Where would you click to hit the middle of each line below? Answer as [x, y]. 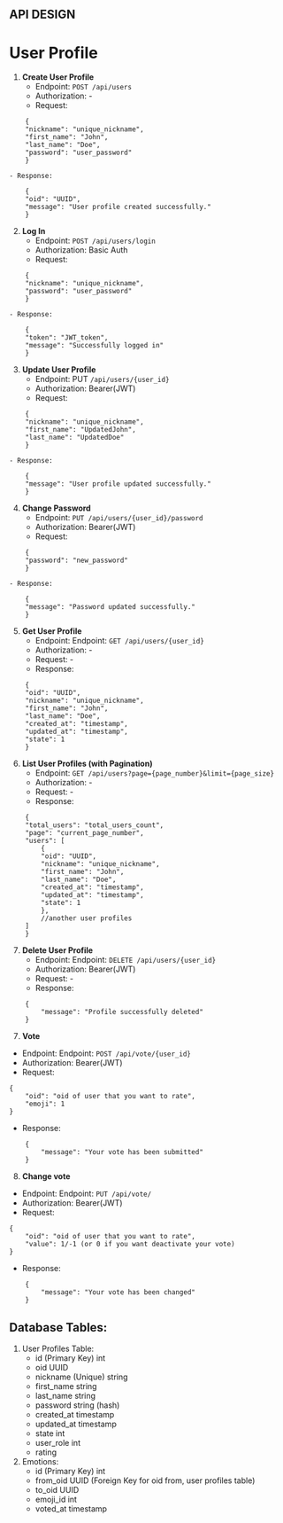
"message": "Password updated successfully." [111, 607]
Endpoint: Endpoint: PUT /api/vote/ [87, 1194]
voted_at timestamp [71, 1509]
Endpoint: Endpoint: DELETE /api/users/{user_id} [126, 960]
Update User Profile [59, 370]
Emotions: [40, 1462]
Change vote [46, 1176]
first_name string [66, 1386]
